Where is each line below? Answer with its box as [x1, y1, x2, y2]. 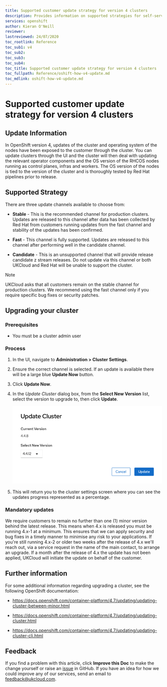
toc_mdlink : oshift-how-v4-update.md [5, 76, 83, 82]
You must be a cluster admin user [12, 333, 82, 339]
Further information [5, 569, 68, 578]
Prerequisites [5, 321, 38, 328]
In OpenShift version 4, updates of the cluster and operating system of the [5, 142, 158, 148]
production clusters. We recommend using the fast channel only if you [5, 286, 149, 292]
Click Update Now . [12, 381, 52, 387]
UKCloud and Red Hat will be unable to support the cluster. [12, 262, 133, 268]
